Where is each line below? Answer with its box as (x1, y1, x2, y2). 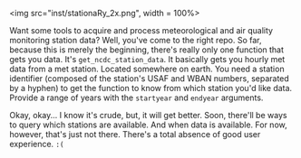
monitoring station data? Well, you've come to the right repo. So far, (9, 35, 262, 45)
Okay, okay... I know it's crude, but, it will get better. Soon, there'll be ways (9, 110, 287, 120)
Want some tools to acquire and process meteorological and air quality (9, 25, 274, 35)
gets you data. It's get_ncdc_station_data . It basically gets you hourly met (9, 54, 286, 64)
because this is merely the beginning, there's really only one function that (9, 44, 284, 55)
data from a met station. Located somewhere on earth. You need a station (9, 63, 285, 74)
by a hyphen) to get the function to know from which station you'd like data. (9, 83, 293, 93)
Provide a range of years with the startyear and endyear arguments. (9, 92, 264, 103)
